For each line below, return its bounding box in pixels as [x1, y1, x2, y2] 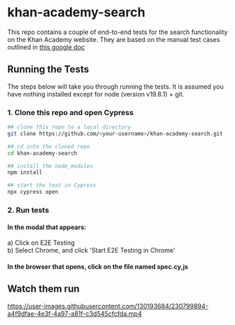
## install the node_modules [7, 162, 93, 170]
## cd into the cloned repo [7, 143, 91, 150]
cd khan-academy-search [7, 150, 78, 157]
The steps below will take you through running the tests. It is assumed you [7, 82, 224, 91]
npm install [7, 169, 42, 176]
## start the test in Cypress [7, 182, 97, 189]
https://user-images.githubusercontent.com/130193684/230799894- [7, 302, 209, 310]
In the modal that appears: [7, 223, 86, 231]
